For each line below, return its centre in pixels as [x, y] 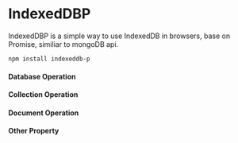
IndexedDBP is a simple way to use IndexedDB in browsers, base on [119, 36]
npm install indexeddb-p [49, 59]
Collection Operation [43, 95]
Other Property [34, 131]
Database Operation [42, 76]
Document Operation [44, 113]
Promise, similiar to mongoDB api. [63, 44]
